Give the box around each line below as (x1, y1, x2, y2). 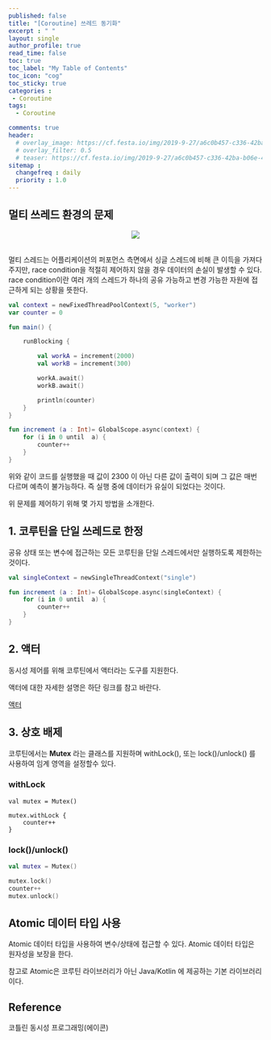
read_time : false (8, 49, 67, 57)
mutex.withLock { (8, 811, 67, 819)
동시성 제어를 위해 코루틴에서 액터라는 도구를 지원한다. (8, 665, 179, 675)
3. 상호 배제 (8, 726, 63, 739)
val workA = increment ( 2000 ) (37, 352, 135, 360)
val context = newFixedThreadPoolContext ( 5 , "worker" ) (8, 301, 197, 309)
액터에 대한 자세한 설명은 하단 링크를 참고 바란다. (8, 682, 161, 692)
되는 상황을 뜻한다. (29, 285, 89, 294)
